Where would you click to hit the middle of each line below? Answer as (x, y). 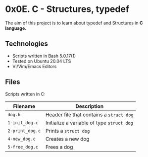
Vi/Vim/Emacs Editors (34, 66)
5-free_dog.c (23, 147)
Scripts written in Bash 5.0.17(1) (44, 56)
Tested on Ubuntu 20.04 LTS (42, 61)
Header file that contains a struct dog (89, 114)
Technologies (27, 44)
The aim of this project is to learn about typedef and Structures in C (74, 23)
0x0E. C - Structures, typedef (67, 9)
